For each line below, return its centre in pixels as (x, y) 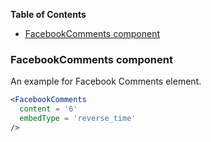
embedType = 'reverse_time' (78, 119)
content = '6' (48, 109)
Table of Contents (48, 14)
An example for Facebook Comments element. (106, 81)
